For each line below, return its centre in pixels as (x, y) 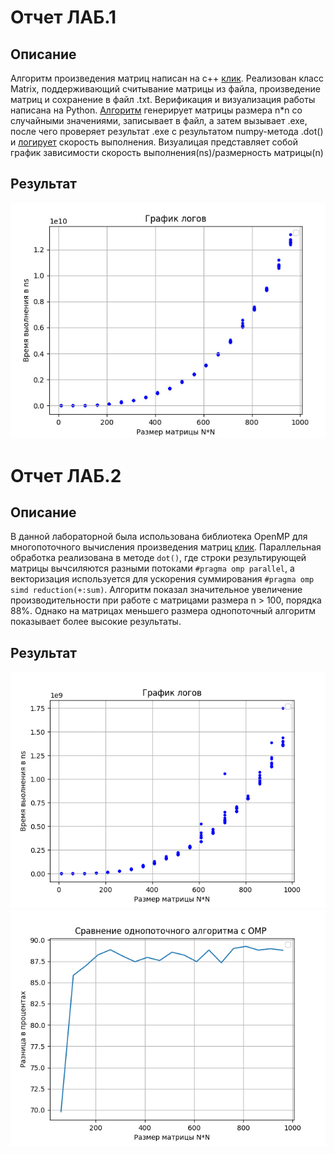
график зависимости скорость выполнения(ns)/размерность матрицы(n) (167, 152)
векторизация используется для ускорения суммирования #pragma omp (162, 579)
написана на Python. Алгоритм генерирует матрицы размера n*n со (156, 110)
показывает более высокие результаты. (96, 622)
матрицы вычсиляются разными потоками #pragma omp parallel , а (152, 568)
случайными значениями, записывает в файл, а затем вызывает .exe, (159, 120)
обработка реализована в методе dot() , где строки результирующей (158, 558)
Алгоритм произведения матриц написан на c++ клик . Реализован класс (167, 78)
